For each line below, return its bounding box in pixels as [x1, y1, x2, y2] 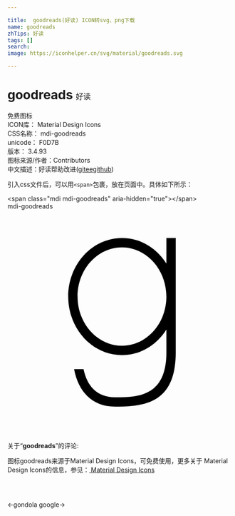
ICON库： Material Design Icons [7, 120, 101, 128]
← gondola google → [7, 500, 66, 509]
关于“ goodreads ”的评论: [7, 441, 79, 450]
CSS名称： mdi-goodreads [7, 129, 86, 138]
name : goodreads [7, 23, 56, 31]
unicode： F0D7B [7, 138, 59, 146]
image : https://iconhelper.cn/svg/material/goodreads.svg [7, 50, 183, 57]
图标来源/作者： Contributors [7, 156, 90, 164]
